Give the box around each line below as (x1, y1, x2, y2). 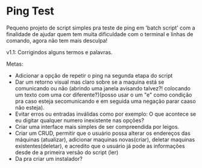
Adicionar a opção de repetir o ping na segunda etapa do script (14, 72, 173, 79)
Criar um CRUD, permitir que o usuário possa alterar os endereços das (14, 129, 191, 137)
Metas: (6, 60, 24, 67)
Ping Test (6, 4, 54, 18)
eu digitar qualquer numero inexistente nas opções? (14, 116, 145, 124)
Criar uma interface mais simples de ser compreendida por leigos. (14, 123, 180, 130)
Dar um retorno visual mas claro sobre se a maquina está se (14, 78, 165, 86)
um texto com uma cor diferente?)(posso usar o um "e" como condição (14, 91, 192, 98)
